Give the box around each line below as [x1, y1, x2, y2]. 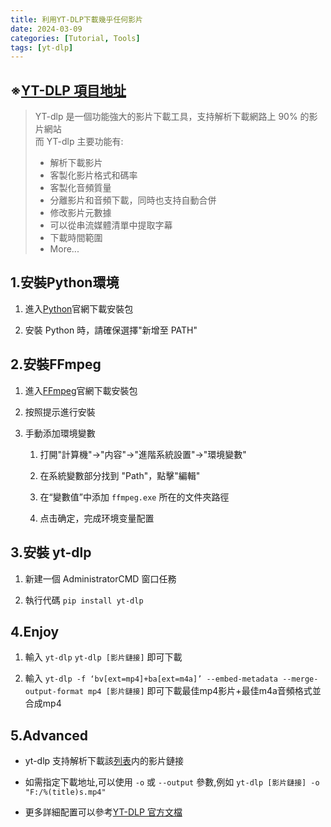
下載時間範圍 [49, 232, 103, 244]
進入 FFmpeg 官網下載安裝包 [24, 384, 138, 396]
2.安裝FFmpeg [10, 356, 102, 373]
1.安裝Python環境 [10, 274, 120, 291]
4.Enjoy [10, 623, 60, 640]
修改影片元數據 [49, 207, 112, 219]
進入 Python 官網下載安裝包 [24, 302, 134, 315]
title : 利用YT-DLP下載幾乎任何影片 [10, 14, 143, 25]
